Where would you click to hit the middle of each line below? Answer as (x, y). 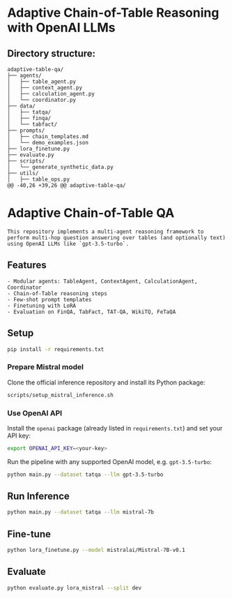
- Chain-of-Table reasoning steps (57, 293)
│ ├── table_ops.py (39, 179)
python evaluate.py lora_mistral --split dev (74, 588)
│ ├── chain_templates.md (48, 137)
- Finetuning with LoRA (42, 306)
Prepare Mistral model (45, 367)
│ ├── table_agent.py (42, 82)
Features (27, 266)
